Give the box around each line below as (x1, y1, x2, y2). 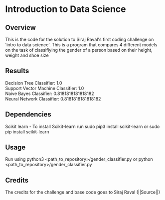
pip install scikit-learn (5, 128, 49, 135)
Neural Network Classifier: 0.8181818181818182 (5, 96, 101, 101)
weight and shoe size (5, 52, 49, 58)
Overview (5, 23, 36, 32)
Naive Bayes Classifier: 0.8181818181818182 (5, 91, 94, 97)
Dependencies (5, 110, 51, 119)
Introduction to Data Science (5, 3, 126, 15)
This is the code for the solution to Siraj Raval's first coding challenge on (5, 36, 154, 42)
